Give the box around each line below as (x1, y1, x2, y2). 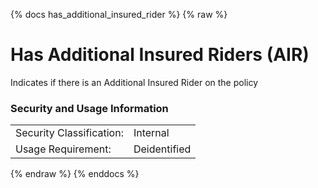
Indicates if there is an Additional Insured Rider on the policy (10, 76, 259, 88)
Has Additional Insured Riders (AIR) (10, 44, 310, 66)
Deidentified (133, 142, 192, 156)
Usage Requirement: (15, 142, 112, 156)
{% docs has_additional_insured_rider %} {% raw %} (10, 9, 228, 20)
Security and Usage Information (10, 101, 169, 115)
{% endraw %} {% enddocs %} (10, 168, 140, 180)
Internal (133, 126, 170, 140)
